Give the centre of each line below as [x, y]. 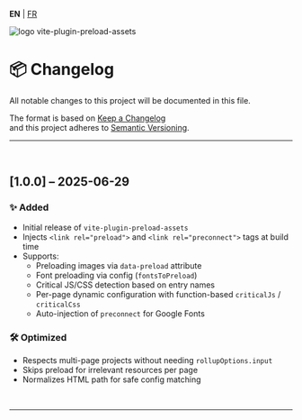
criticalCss [58, 305]
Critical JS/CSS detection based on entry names [125, 285]
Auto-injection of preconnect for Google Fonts [120, 313]
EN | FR [23, 14]
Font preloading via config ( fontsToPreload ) [116, 275]
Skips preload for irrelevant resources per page [110, 370]
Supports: [40, 256]
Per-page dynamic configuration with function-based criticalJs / [158, 294]
